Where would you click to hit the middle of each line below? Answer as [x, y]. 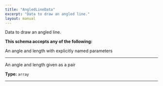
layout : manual [20, 18]
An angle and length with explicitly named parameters [59, 51]
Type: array [17, 74]
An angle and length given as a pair [41, 65]
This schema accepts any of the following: [49, 42]
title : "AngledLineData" [30, 9]
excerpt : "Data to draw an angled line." [48, 14]
